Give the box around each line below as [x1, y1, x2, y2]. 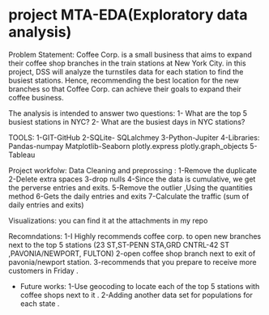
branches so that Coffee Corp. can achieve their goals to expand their [8, 83, 241, 94]
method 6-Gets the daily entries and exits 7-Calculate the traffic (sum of [8, 191, 250, 201]
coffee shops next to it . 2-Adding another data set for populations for [19, 290, 254, 300]
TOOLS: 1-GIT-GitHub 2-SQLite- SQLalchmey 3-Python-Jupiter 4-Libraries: [8, 132, 260, 143]
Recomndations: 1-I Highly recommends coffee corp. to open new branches [8, 231, 262, 241]
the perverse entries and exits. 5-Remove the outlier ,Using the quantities [8, 182, 253, 192]
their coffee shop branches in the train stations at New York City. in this [8, 58, 246, 68]
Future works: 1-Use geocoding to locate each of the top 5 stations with [19, 281, 260, 291]
